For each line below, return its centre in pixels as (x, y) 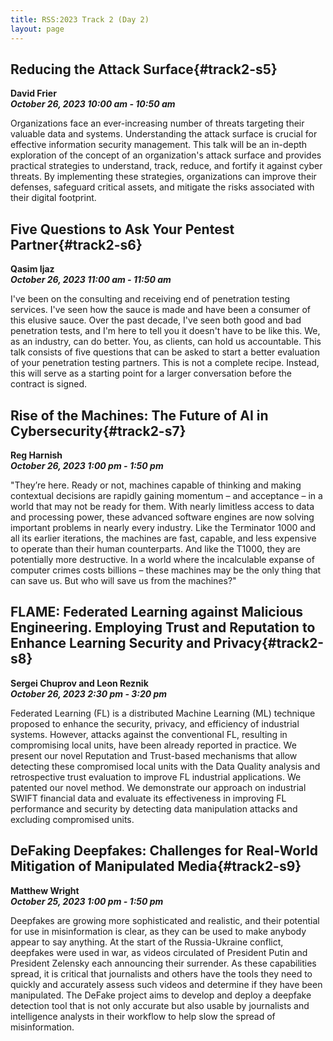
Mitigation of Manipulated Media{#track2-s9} (156, 866)
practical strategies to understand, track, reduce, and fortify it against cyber (166, 166)
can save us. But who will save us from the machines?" (123, 580)
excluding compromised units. (72, 819)
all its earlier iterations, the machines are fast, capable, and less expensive (163, 538)
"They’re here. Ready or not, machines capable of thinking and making (156, 485)
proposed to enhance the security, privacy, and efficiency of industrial (155, 723)
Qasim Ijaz (32, 269)
